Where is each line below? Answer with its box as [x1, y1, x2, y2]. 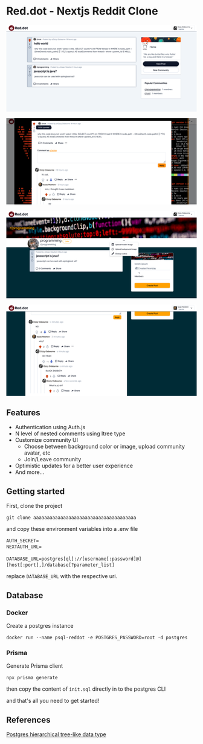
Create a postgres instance [6, 622, 74, 629]
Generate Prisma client [6, 662, 63, 670]
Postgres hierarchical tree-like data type [6, 731, 107, 738]
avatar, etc [24, 449, 51, 456]
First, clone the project [6, 502, 63, 510]
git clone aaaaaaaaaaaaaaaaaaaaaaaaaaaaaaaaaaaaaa [6, 515, 137, 521]
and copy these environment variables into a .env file [6, 525, 138, 533]
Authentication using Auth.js [14, 424, 86, 431]
